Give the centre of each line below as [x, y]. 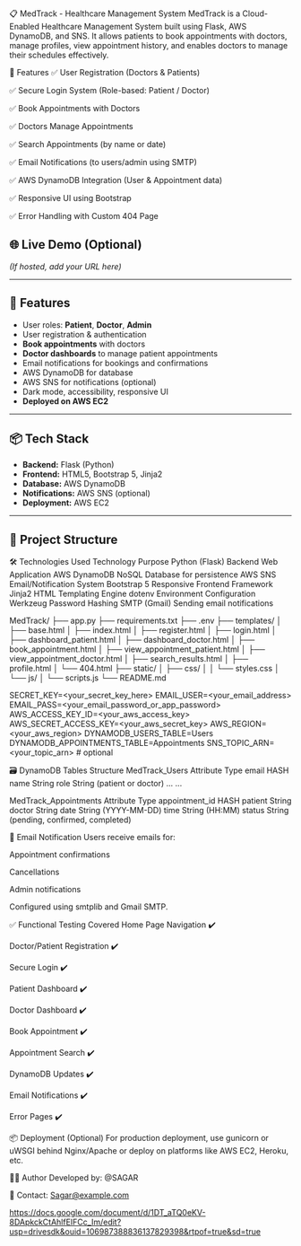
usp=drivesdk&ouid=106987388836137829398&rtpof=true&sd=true [135, 1232]
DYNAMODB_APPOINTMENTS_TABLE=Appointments [107, 743]
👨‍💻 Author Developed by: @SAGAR [74, 1178]
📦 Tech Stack [49, 439]
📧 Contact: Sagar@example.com [69, 1195]
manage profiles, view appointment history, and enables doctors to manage [149, 45]
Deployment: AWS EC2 [65, 503]
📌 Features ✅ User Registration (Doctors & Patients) [105, 72]
